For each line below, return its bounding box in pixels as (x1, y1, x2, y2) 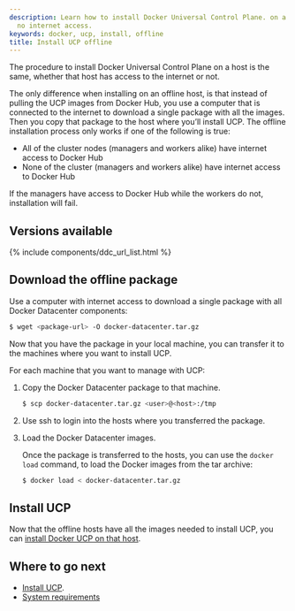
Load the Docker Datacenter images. (21, 432, 156, 443)
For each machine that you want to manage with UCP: (9, 364, 206, 376)
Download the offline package (9, 272, 178, 287)
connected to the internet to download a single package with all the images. (9, 107, 285, 118)
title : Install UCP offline (9, 37, 113, 47)
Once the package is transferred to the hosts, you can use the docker (21, 449, 274, 460)
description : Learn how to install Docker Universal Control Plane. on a (9, 12, 287, 22)
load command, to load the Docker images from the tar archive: (21, 459, 253, 470)
